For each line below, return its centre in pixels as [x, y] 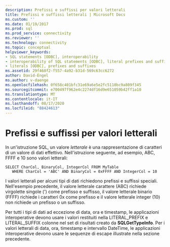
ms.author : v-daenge [27, 80]
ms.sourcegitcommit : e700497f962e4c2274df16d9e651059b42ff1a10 [73, 89]
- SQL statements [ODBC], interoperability [52, 57]
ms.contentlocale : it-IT [31, 99]
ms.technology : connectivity [36, 43]
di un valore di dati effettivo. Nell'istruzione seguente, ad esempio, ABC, [80, 152]
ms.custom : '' [20, 19]
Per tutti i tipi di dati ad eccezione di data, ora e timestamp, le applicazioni [82, 212]
